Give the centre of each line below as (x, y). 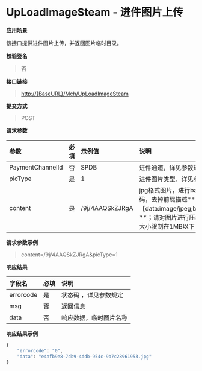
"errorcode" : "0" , (40, 350)
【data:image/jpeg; (166, 208)
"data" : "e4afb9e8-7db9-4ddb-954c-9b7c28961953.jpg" (84, 357)
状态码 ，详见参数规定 (92, 295)
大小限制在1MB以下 (167, 226)
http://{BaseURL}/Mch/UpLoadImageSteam (75, 94)
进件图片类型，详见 (166, 179)
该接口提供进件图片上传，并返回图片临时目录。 (64, 43)
